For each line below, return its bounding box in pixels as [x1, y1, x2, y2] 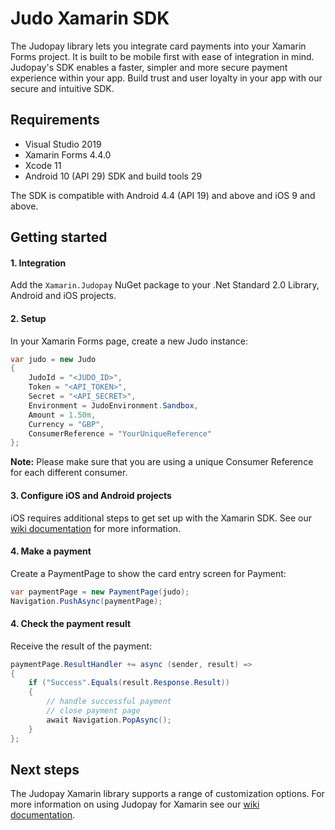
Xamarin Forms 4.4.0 [24, 148, 112, 161]
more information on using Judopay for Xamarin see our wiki [10, 798, 260, 811]
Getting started [10, 229, 108, 246]
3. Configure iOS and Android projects [10, 489, 172, 501]
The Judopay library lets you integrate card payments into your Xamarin [10, 40, 307, 52]
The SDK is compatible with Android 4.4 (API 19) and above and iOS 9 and [10, 189, 316, 201]
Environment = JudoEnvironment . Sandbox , [28, 400, 199, 411]
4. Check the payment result [10, 618, 132, 630]
